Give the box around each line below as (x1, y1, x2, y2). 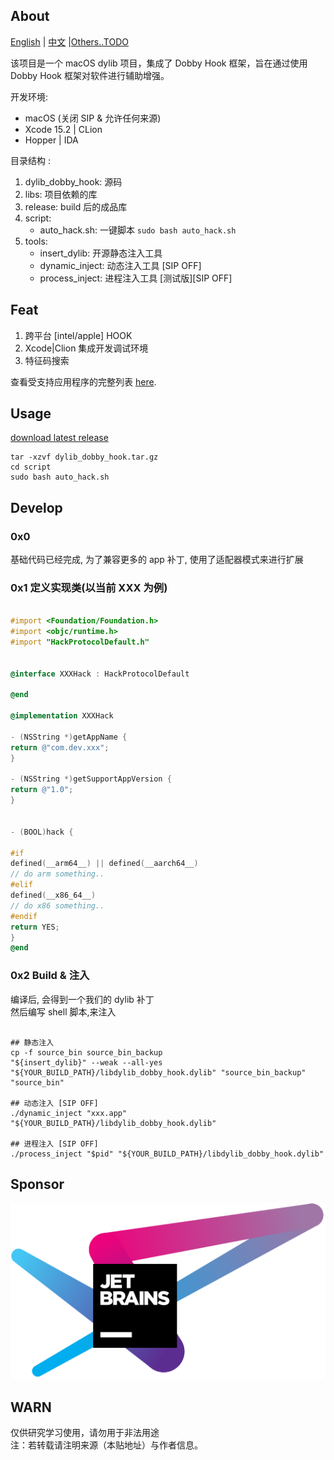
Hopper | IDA (24, 134, 79, 146)
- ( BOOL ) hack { (10, 827, 74, 837)
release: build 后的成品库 (24, 200, 128, 213)
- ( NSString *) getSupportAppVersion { (10, 774, 172, 784)
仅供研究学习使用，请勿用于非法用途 (10, 1426, 160, 1438)
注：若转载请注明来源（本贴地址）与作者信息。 (10, 1439, 203, 1451)
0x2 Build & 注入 (10, 969, 90, 983)
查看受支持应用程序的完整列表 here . (10, 375, 157, 388)
